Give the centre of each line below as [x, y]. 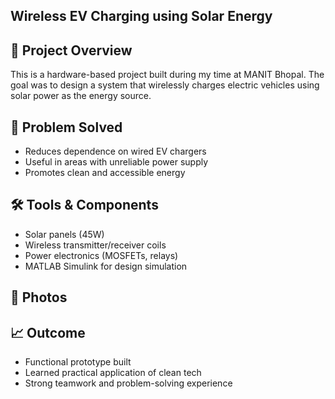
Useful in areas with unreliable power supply [116, 162]
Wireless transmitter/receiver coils [95, 245]
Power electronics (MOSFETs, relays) [101, 255]
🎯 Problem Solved [66, 127]
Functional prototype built [78, 362]
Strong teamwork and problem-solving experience [128, 383]
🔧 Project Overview [71, 50]
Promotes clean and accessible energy [105, 173]
